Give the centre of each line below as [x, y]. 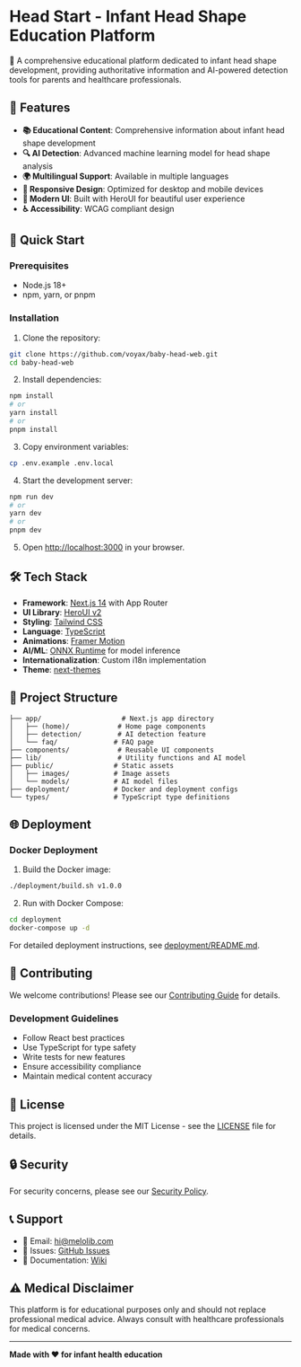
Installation [34, 318]
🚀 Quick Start [47, 240]
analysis [38, 166]
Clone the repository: [61, 338]
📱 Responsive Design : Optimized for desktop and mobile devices [143, 189]
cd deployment [36, 920]
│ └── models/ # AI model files [94, 781]
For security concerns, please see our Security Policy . [109, 1191]
